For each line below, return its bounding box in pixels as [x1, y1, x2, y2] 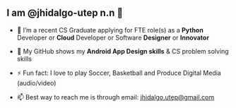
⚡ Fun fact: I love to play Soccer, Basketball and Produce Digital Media [16, 68, 222, 77]
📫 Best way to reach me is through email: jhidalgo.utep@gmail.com [16, 92, 215, 101]
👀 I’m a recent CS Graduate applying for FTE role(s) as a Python [16, 25, 204, 34]
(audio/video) [16, 78, 57, 87]
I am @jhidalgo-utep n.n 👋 [6, 7, 124, 19]
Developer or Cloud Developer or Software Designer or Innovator [16, 33, 210, 42]
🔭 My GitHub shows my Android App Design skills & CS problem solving [16, 47, 229, 55]
